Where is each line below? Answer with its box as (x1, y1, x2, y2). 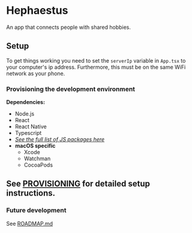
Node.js (14, 110, 35, 117)
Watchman (23, 155, 51, 163)
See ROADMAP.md (6, 220, 53, 227)
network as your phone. (6, 70, 65, 77)
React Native (14, 123, 47, 130)
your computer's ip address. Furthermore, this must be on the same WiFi (6, 63, 186, 70)
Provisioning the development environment (6, 85, 136, 93)
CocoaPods (23, 161, 53, 169)
